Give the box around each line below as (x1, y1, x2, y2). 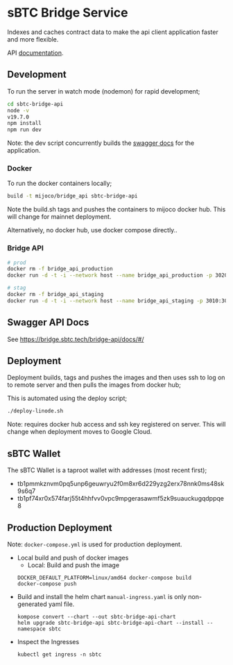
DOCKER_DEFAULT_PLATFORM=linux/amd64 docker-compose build (17, 574, 192, 581)
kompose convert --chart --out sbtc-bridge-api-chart (17, 613, 176, 620)
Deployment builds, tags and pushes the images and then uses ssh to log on (7, 373, 225, 382)
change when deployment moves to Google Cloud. (7, 428, 153, 436)
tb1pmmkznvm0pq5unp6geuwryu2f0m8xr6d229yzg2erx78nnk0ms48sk (17, 480, 225, 488)
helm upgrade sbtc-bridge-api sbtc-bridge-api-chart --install (17, 619, 205, 626)
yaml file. (48, 600, 75, 608)
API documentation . (7, 49, 64, 57)
